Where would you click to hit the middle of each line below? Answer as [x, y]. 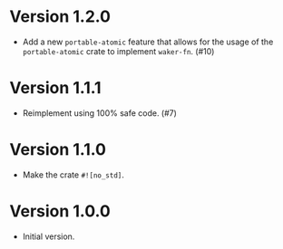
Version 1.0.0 [60, 211]
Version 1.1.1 [55, 88]
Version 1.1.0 [58, 150]
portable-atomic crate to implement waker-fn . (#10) [118, 51]
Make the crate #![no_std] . [73, 175]
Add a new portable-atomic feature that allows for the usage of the [148, 42]
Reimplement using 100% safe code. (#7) [99, 113]
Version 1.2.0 [60, 17]
